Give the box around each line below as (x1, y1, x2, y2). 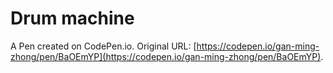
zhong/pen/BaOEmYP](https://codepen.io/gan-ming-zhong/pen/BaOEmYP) (10, 50, 322, 62)
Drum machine (10, 7, 135, 30)
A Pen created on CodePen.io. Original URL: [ (10, 40, 197, 52)
